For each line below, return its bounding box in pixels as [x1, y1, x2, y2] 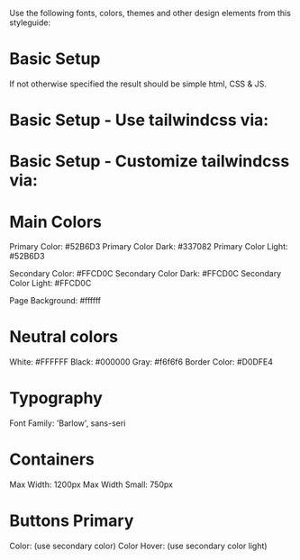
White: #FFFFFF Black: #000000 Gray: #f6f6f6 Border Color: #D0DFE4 [9, 357, 273, 367]
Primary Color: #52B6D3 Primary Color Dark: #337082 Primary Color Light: [9, 241, 288, 252]
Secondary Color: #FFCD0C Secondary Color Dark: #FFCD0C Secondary [9, 268, 282, 279]
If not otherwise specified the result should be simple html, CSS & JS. [9, 78, 268, 89]
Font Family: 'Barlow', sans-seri [9, 418, 126, 429]
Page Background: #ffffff [9, 295, 102, 306]
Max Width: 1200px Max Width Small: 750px [9, 479, 174, 490]
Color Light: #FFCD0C [9, 278, 92, 289]
